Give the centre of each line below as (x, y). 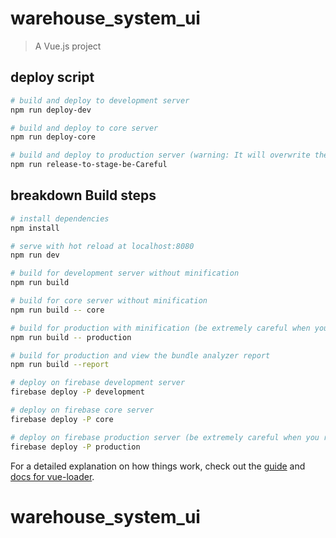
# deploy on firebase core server (82, 410)
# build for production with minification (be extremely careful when (160, 328)
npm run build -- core (57, 310)
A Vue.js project (68, 46)
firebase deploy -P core (62, 419)
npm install (35, 228)
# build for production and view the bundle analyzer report (140, 355)
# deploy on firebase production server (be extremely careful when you (165, 437)
